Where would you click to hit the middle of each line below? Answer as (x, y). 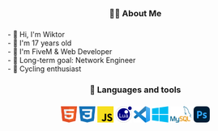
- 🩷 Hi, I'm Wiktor (36, 34)
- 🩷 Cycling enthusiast (45, 69)
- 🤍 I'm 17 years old (40, 43)
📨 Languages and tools (135, 90)
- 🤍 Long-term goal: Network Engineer (72, 60)
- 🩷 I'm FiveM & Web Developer (60, 51)
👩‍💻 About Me (135, 13)
